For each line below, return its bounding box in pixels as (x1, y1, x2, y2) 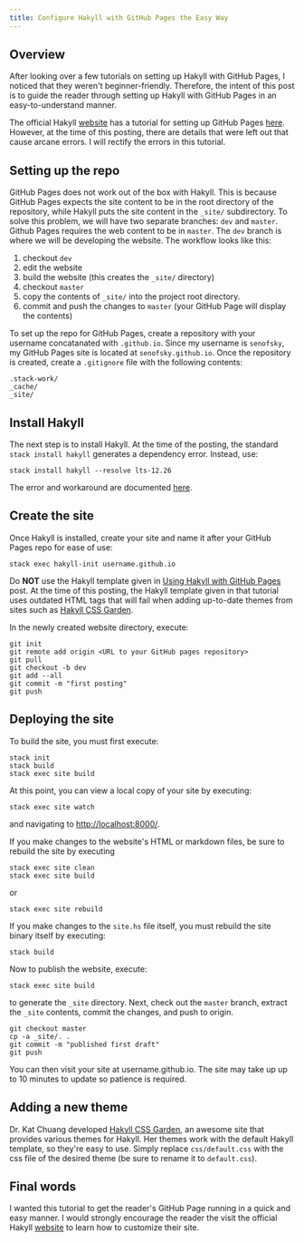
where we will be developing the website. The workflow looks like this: (9, 235, 271, 246)
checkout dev (22, 253, 72, 264)
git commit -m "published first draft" (9, 1040, 160, 1049)
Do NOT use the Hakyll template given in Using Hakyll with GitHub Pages (9, 575, 281, 586)
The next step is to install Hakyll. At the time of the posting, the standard (9, 439, 279, 450)
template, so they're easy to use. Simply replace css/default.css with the (9, 1143, 284, 1154)
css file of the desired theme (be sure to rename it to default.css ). (9, 1152, 258, 1163)
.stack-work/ (9, 374, 59, 383)
